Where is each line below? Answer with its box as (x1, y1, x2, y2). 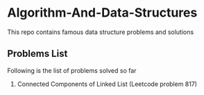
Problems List (7, 48, 68, 60)
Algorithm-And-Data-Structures (7, 5, 198, 21)
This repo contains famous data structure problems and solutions (7, 28, 194, 36)
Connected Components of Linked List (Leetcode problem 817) (17, 80, 198, 88)
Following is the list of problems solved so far (7, 66, 137, 74)
